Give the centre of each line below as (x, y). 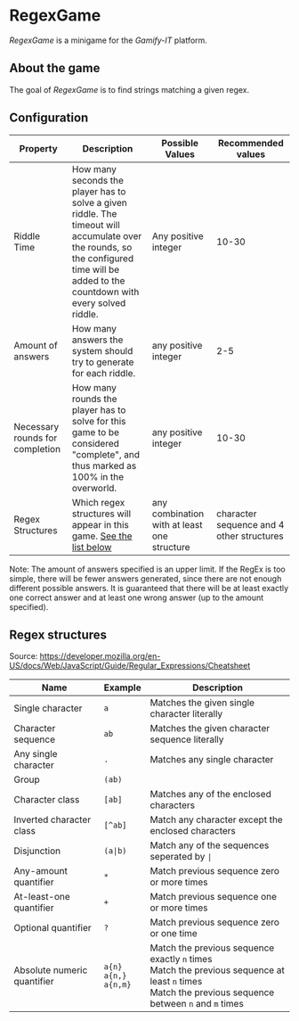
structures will (101, 514)
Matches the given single (202, 703)
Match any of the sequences (210, 845)
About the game (55, 68)
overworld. (94, 488)
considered (96, 443)
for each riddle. (104, 373)
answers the (97, 340)
